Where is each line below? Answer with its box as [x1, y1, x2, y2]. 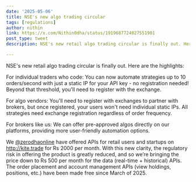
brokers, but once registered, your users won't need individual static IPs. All [6, 103, 188, 110]
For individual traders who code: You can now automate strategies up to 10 [6, 73, 186, 80]
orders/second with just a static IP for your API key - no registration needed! [6, 79, 190, 86]
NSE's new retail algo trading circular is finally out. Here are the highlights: [6, 62, 185, 69]
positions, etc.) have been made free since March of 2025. [6, 169, 147, 176]
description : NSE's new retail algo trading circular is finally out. [6, 41, 181, 47]
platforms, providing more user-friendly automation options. [6, 127, 150, 134]
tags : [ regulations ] [6, 19, 57, 25]
